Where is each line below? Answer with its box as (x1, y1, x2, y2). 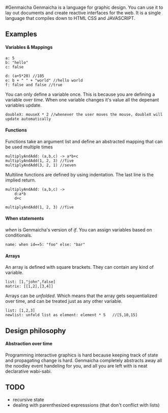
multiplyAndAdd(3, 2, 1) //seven (5, 163, 76, 168)
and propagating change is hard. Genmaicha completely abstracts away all (5, 357, 162, 364)
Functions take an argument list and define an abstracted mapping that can (5, 138, 163, 144)
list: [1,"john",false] (5, 279, 56, 285)
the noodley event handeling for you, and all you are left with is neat (5, 363, 148, 369)
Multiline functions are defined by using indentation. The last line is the (5, 171, 154, 177)
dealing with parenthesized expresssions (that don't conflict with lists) (12, 402, 160, 408)
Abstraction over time (5, 341, 52, 347)
